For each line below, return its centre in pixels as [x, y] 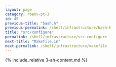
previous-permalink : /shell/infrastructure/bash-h [58, 28]
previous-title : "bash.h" [32, 23]
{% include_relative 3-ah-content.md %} [46, 60]
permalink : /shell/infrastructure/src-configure [56, 37]
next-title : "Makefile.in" [33, 42]
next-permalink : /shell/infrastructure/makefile [56, 46]
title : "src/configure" [30, 32]
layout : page [19, 10]
